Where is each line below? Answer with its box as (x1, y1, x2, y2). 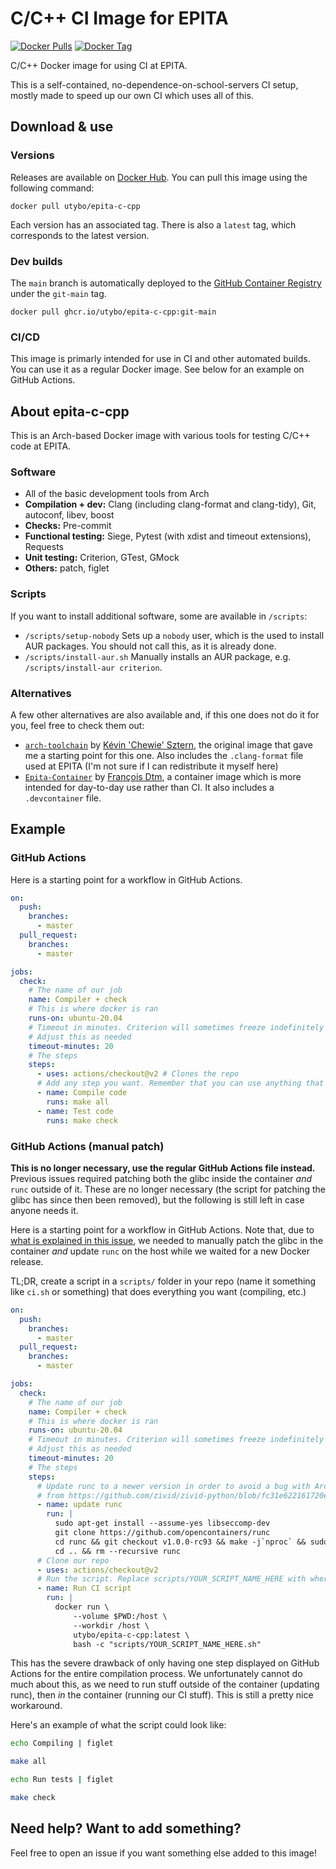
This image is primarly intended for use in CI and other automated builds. (10, 353, 311, 365)
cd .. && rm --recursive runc (54, 1546, 182, 1556)
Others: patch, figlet (24, 562, 110, 574)
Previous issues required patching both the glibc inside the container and (10, 1172, 313, 1184)
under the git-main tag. (10, 287, 107, 299)
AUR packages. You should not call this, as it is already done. (24, 640, 277, 652)
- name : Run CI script (36, 1583, 132, 1594)
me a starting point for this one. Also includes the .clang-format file (24, 749, 304, 761)
